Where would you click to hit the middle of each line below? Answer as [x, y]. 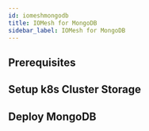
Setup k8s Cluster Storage [74, 89]
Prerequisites [42, 62]
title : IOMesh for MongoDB [53, 23]
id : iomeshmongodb [38, 15]
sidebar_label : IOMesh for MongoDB [67, 30]
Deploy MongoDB [52, 116]
